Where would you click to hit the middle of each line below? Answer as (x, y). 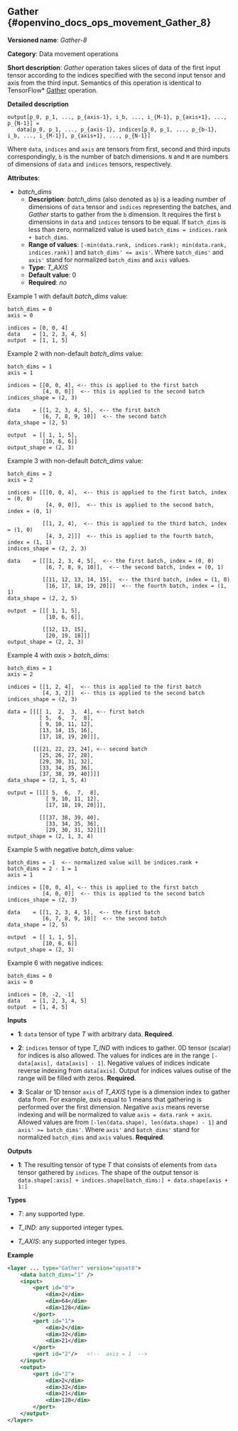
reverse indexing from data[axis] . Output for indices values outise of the (124, 1070)
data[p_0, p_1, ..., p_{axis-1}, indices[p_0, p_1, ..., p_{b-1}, (117, 130)
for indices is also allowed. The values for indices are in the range (114, 1055)
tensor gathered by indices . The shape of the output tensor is (108, 1172)
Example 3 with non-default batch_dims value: (75, 460)
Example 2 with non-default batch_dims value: (75, 353)
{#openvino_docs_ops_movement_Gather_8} (109, 23)
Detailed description (38, 104)
